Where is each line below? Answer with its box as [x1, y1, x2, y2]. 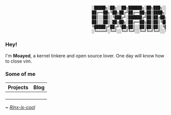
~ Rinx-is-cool [5, 104, 36, 110]
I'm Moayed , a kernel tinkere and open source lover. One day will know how [5, 52, 164, 59]
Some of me [5, 71, 36, 78]
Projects [8, 83, 29, 91]
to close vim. [5, 58, 32, 64]
